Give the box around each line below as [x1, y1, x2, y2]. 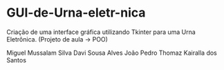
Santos [6, 55, 27, 64]
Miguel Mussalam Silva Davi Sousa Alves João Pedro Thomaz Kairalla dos [6, 49, 217, 57]
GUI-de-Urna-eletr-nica [6, 5, 146, 21]
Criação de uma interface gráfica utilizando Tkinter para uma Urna [6, 28, 196, 36]
